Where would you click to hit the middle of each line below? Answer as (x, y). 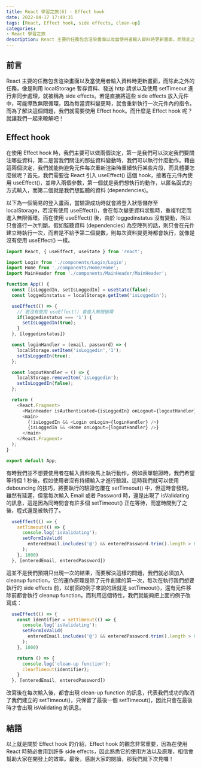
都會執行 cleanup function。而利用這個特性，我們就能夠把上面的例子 (101, 595)
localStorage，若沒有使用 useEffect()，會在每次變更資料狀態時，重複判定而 (99, 210)
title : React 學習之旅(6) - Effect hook (55, 12)
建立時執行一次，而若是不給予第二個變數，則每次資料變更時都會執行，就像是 (100, 233)
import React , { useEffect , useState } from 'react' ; (75, 251)
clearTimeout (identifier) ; (56, 669)
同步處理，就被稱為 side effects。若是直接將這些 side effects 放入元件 (103, 96)
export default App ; (32, 461)
